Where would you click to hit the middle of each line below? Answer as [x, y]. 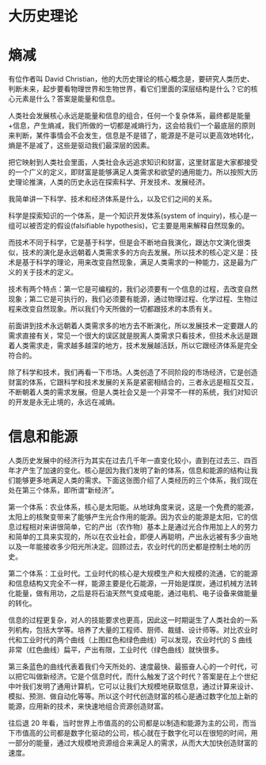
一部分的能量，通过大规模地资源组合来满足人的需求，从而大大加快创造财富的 [133, 743]
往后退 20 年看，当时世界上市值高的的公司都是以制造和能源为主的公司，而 [129, 723]
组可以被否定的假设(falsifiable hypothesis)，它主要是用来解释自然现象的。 [129, 226]
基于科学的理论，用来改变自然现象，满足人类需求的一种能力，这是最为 [136, 262]
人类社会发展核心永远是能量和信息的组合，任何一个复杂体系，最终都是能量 [129, 116]
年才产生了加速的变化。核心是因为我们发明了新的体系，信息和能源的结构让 [129, 470]
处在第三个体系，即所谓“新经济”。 [63, 490]
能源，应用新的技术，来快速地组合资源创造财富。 [88, 706]
